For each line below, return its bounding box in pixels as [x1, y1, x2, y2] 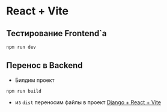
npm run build [6, 88, 42, 94]
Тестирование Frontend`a [6, 28, 107, 39]
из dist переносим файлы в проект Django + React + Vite [14, 98, 161, 106]
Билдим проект [14, 76, 55, 84]
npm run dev [6, 44, 36, 50]
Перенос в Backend [6, 60, 83, 70]
